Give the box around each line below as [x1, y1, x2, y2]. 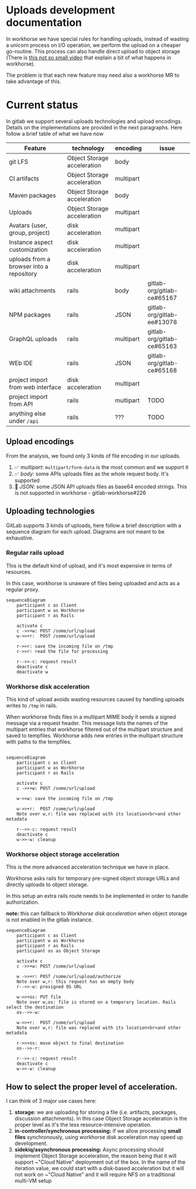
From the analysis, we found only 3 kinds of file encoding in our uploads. [6, 452, 181, 459]
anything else [9, 409, 46, 418]
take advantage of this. [6, 77, 61, 85]
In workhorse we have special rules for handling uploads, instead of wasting [6, 35, 189, 42]
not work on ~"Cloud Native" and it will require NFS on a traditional [14, 1171, 176, 1178]
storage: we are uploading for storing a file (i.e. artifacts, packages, [14, 1109, 178, 1116]
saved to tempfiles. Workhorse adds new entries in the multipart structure [6, 732, 184, 739]
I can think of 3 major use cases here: [6, 1098, 97, 1105]
